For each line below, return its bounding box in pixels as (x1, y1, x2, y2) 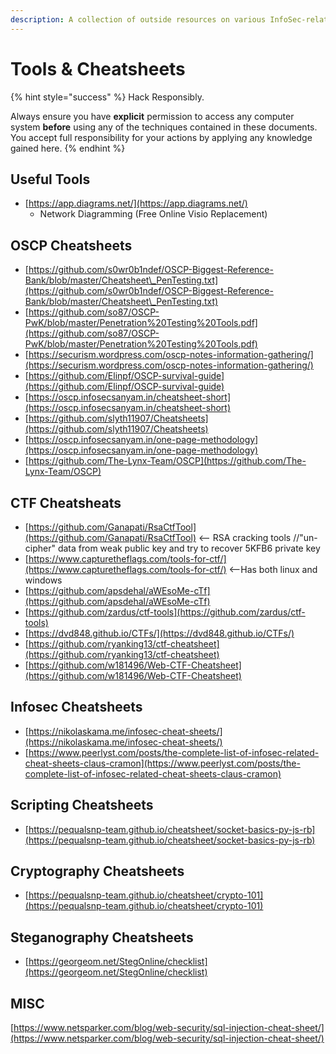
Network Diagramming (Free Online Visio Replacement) (39, 208, 268, 220)
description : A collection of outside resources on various (10, 14, 267, 25)
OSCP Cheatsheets (10, 237, 133, 254)
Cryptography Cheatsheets (10, 863, 185, 880)
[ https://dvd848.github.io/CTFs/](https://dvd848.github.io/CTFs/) (24, 627, 295, 639)
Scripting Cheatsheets (10, 797, 154, 814)
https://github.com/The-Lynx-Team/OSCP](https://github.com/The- (28, 455, 307, 467)
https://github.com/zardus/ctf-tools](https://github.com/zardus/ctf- (28, 606, 306, 618)
